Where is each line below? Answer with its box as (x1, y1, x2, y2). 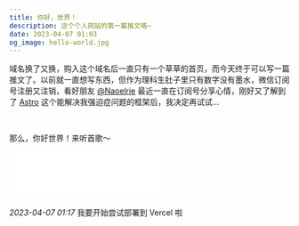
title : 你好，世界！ (9, 12, 77, 22)
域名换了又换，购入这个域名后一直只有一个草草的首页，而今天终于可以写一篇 (9, 63, 290, 74)
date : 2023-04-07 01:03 (9, 29, 98, 38)
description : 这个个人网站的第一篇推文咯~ (9, 21, 151, 30)
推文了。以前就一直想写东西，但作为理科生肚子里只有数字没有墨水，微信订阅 (9, 75, 290, 85)
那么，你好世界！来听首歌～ (9, 133, 111, 143)
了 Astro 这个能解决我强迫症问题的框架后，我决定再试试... (9, 97, 220, 108)
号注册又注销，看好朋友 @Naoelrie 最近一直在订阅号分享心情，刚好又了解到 (9, 85, 287, 96)
